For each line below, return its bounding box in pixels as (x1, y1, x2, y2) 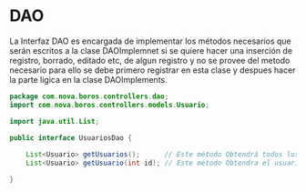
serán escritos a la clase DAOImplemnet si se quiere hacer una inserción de (9, 45, 293, 56)
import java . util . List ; (9, 116, 100, 126)
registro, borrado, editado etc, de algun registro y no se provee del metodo (9, 55, 291, 66)
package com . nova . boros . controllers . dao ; (9, 92, 169, 101)
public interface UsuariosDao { (9, 133, 132, 142)
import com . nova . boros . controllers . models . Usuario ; (9, 100, 209, 109)
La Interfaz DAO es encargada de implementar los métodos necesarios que (9, 35, 291, 46)
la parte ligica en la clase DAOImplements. (9, 74, 168, 85)
